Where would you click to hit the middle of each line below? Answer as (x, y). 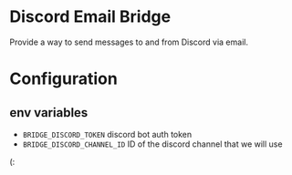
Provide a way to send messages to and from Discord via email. (129, 42)
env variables (49, 113)
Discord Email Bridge (90, 17)
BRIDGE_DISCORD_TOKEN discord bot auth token (107, 134)
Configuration (64, 79)
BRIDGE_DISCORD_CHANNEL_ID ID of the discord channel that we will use (152, 144)
